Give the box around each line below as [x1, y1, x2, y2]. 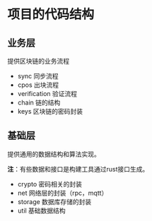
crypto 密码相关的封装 [17, 179, 83, 188]
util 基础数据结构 [17, 206, 66, 215]
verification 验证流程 [17, 90, 78, 97]
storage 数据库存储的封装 [17, 197, 92, 205]
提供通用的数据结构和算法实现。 [7, 150, 100, 158]
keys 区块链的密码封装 [17, 107, 83, 115]
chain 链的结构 [17, 98, 61, 107]
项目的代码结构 [7, 6, 95, 23]
